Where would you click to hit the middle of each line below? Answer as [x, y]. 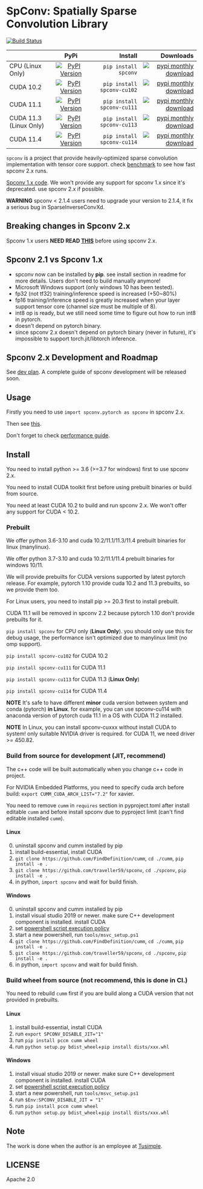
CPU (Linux [25, 66]
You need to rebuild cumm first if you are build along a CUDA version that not [100, 994]
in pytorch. [28, 319]
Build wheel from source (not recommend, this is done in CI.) [97, 980]
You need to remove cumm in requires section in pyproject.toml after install [98, 805]
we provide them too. [33, 590]
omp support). [24, 644]
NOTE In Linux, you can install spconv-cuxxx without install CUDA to [92, 728]
